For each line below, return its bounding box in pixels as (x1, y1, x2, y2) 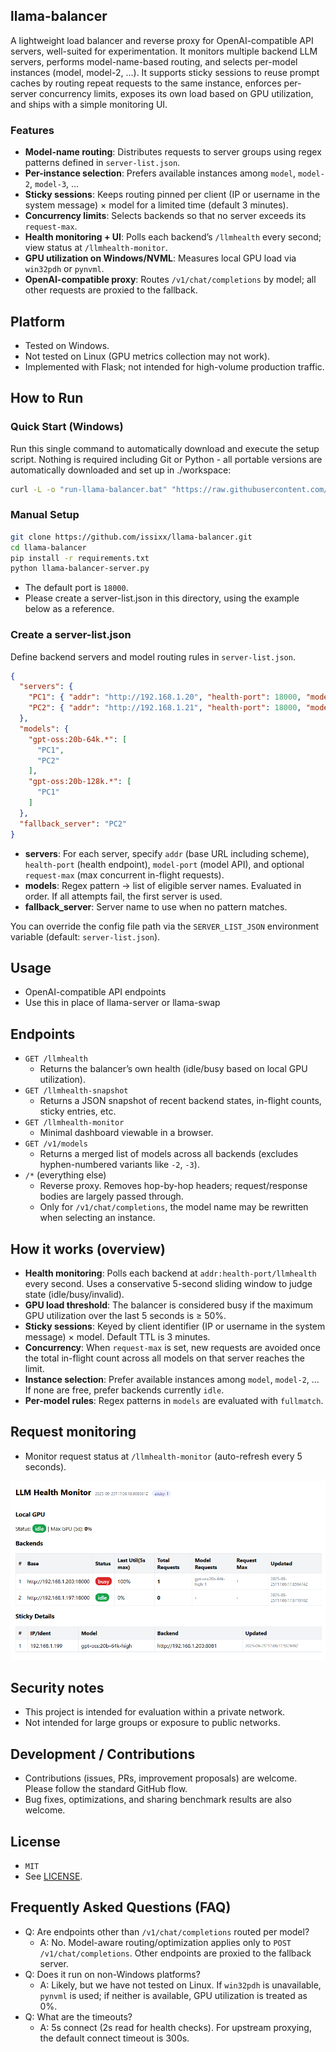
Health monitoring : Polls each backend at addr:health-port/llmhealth (24, 1267, 317, 1279)
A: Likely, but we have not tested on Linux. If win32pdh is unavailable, (39, 1979, 322, 1991)
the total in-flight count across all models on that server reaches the (24, 1352, 305, 1364)
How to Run (10, 390, 84, 407)
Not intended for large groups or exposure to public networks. (24, 1717, 281, 1729)
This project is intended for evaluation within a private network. (24, 1706, 286, 1718)
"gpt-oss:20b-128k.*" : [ (28, 777, 132, 787)
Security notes (10, 1679, 105, 1696)
